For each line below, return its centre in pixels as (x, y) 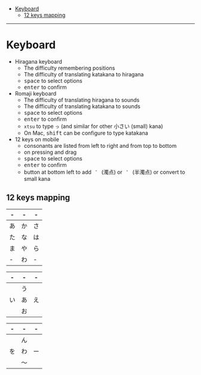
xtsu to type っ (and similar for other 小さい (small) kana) (93, 126)
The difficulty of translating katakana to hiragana (84, 74)
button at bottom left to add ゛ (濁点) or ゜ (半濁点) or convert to (104, 172)
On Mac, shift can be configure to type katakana (86, 133)
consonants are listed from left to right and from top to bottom (100, 145)
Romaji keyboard (36, 93)
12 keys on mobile (37, 139)
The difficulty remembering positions (69, 68)
